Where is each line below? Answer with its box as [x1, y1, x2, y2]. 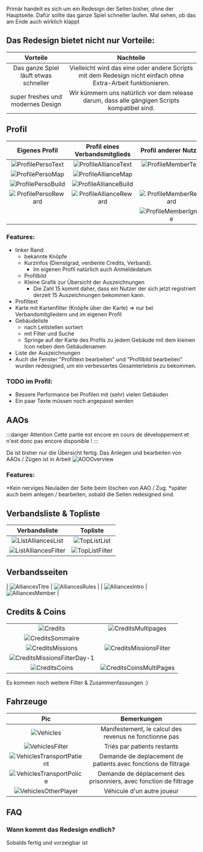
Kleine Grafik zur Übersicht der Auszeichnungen [24, 278, 145, 286]
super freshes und [10, 92, 62, 100]
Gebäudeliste [14, 317, 48, 324]
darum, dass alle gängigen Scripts [83, 96, 180, 105]
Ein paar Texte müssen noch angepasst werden [14, 398, 134, 405]
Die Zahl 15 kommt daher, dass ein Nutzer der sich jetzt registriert [33, 284, 196, 292]
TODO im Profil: [6, 377, 53, 385]
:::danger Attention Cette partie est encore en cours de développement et [6, 431, 189, 438]
